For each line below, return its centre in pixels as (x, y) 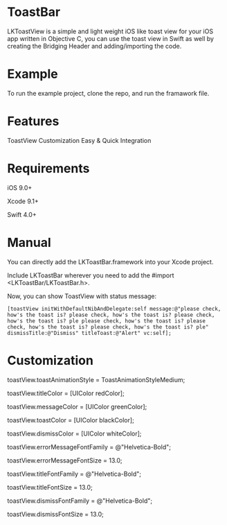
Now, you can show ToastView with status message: (82, 296)
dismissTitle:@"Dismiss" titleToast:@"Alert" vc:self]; (89, 333)
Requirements (48, 169)
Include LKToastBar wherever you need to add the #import (91, 275)
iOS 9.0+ (20, 187)
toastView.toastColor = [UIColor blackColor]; (71, 420)
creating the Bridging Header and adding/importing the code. (94, 46)
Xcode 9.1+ (23, 201)
